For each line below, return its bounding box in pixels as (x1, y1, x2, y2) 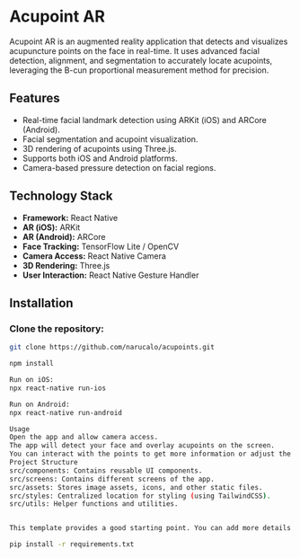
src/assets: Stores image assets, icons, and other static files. (9, 483, 263, 492)
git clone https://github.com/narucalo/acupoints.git (9, 343, 216, 352)
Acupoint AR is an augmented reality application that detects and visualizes (9, 36, 288, 47)
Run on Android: (9, 400, 70, 409)
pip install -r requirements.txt (9, 540, 135, 549)
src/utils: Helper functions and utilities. (9, 500, 179, 509)
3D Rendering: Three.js (22, 260, 110, 270)
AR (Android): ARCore (22, 231, 106, 242)
